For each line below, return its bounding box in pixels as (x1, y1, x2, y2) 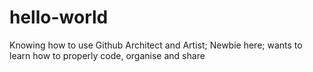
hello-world (9, 6, 109, 29)
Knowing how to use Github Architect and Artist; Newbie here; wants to (9, 39, 303, 51)
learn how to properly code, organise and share (9, 49, 206, 61)
